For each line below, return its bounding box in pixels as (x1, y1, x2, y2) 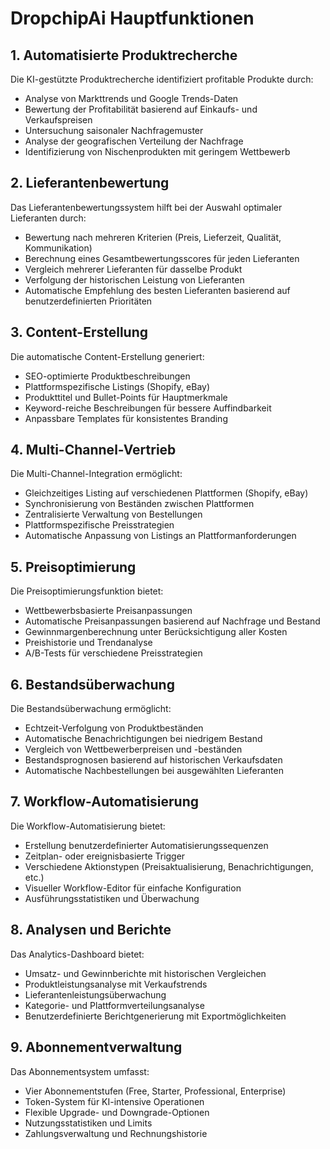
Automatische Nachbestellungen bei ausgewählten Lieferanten (24, 765, 284, 777)
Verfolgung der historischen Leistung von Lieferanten (24, 273, 245, 286)
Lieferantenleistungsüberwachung (24, 988, 167, 1001)
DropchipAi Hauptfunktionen (10, 7, 255, 30)
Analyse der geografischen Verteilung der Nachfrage (24, 135, 244, 147)
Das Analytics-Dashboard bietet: (10, 948, 145, 960)
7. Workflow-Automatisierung (10, 793, 200, 811)
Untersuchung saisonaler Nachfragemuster (24, 125, 204, 136)
